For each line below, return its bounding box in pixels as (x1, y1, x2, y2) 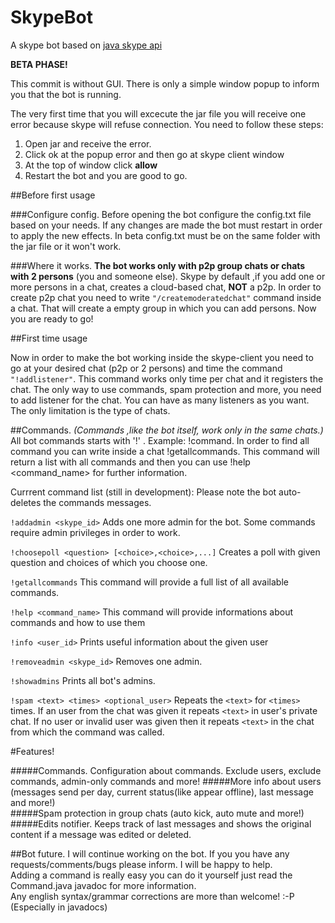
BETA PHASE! (10, 58, 68, 70)
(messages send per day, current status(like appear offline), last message (10, 786, 314, 798)
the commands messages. (43, 496, 152, 508)
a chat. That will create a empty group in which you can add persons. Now (10, 302, 317, 314)
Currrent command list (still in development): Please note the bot (10, 486, 277, 498)
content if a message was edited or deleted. (10, 828, 192, 840)
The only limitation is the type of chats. (10, 404, 171, 416)
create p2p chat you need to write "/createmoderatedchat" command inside (10, 291, 322, 303)
